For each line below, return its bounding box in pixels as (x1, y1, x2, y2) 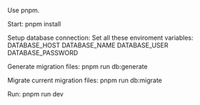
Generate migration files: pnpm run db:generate (7, 62, 148, 70)
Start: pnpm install (7, 20, 61, 28)
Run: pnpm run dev (7, 90, 64, 98)
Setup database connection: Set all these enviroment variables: (7, 33, 194, 42)
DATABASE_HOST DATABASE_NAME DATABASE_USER (7, 41, 169, 49)
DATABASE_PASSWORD (7, 49, 79, 57)
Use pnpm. (7, 6, 40, 14)
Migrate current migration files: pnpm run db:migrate (7, 76, 163, 84)
